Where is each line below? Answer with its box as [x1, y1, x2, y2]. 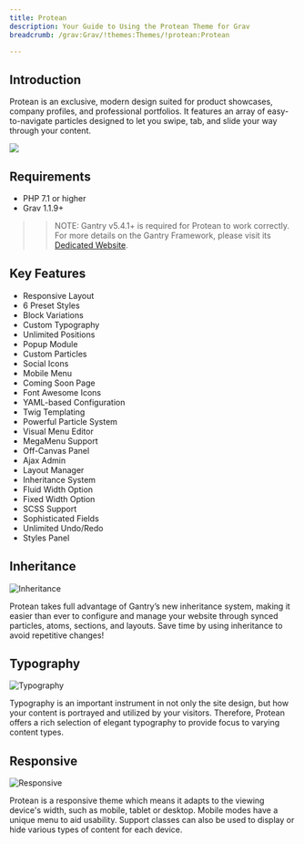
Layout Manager [22, 464, 85, 475]
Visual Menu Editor [22, 426, 94, 437]
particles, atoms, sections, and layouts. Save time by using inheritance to [9, 620, 283, 631]
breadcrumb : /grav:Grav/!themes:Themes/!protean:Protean [9, 30, 230, 39]
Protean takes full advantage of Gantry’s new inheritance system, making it [9, 601, 291, 612]
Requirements [9, 169, 91, 184]
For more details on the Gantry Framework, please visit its [54, 230, 271, 241]
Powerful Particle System [22, 416, 118, 427]
